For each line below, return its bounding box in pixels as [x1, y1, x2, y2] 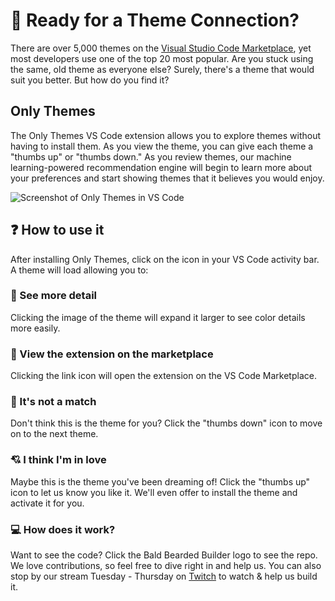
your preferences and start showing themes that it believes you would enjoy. [10, 172, 325, 184]
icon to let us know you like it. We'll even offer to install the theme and [10, 486, 298, 498]
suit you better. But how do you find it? [10, 74, 170, 86]
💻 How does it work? [10, 522, 116, 536]
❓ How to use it [10, 222, 105, 239]
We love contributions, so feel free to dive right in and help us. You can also [10, 560, 322, 572]
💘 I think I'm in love [10, 453, 107, 467]
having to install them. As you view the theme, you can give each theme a [10, 140, 314, 152]
